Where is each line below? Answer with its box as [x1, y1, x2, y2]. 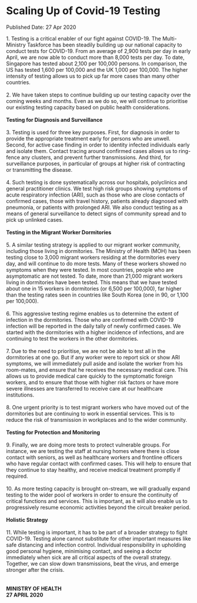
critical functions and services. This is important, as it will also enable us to [6, 497, 188, 504]
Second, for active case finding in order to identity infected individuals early [6, 141, 190, 148]
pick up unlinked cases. [6, 216, 64, 223]
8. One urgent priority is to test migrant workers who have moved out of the [6, 404, 189, 411]
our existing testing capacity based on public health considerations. [6, 104, 171, 111]
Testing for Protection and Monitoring [6, 428, 101, 436]
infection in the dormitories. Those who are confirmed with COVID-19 [6, 316, 174, 323]
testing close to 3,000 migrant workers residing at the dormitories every [6, 254, 181, 261]
